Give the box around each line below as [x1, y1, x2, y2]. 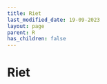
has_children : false [7, 36, 67, 42]
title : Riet [7, 10, 41, 17]
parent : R [7, 29, 36, 36]
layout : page [7, 23, 45, 29]
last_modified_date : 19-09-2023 [7, 16, 100, 23]
